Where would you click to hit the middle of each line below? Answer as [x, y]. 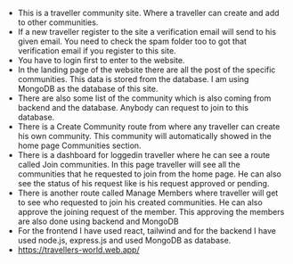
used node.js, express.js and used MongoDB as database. [124, 240]
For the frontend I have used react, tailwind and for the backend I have [146, 231]
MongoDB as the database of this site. [88, 89]
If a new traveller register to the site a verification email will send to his [147, 32]
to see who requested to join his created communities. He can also [140, 202]
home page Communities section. [79, 145]
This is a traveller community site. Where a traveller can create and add [148, 13]
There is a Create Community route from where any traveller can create [149, 127]
